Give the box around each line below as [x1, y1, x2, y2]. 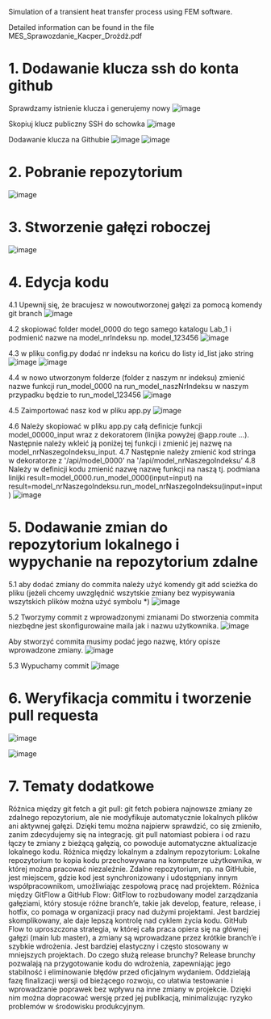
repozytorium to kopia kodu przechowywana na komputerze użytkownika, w [8, 855, 262, 865]
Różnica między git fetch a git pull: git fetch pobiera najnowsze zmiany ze [8, 804, 252, 814]
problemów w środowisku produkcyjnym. [8, 1001, 145, 1011]
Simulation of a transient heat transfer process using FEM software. [8, 7, 233, 16]
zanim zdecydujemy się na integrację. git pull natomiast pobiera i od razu [8, 829, 251, 839]
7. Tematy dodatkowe [8, 776, 155, 795]
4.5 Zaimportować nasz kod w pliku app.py [8, 405, 152, 415]
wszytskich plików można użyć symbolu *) [8, 596, 151, 606]
